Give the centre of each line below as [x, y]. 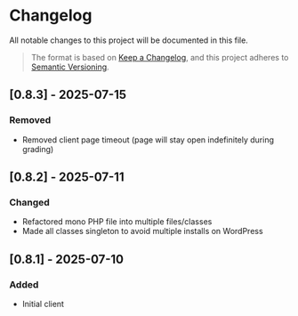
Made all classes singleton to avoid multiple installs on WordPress [143, 231]
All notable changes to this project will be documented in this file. [129, 40]
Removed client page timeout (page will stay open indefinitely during [148, 140]
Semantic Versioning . [70, 67]
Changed [30, 202]
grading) [38, 149]
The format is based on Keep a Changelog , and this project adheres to [160, 57]
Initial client [43, 304]
